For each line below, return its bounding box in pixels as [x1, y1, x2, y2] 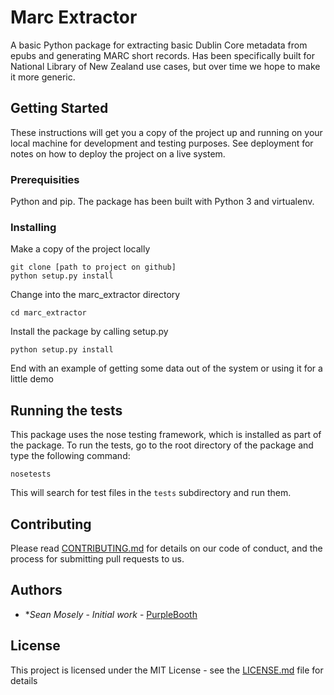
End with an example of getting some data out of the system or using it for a [10, 362, 323, 375]
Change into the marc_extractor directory [10, 289, 181, 301]
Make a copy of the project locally [10, 243, 151, 255]
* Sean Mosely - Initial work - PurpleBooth [24, 608, 198, 620]
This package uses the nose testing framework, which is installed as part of [10, 429, 322, 441]
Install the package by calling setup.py [10, 326, 169, 338]
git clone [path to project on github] [10, 262, 177, 273]
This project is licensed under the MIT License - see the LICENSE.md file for [10, 664, 324, 676]
